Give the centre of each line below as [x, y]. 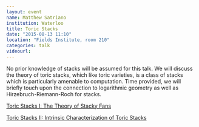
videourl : [19, 51]
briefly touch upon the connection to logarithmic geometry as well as [93, 88]
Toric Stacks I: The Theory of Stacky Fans [59, 106]
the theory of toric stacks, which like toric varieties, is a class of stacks [95, 75]
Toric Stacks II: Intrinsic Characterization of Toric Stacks [76, 117]
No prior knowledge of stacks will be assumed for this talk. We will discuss [99, 68]
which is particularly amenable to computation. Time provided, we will [94, 81]
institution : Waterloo [35, 23]
